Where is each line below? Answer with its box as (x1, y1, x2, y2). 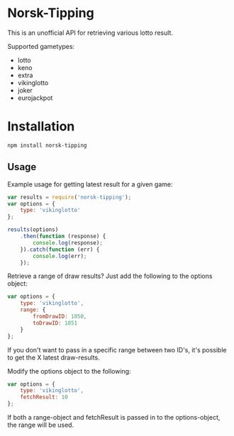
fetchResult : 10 (20, 393, 69, 401)
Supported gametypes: (7, 42, 75, 50)
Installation (7, 118, 75, 135)
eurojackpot (17, 94, 53, 102)
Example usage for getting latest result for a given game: (7, 179, 173, 189)
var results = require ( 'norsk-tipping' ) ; (7, 194, 132, 201)
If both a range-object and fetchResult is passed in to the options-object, (7, 413, 221, 422)
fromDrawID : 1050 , (33, 313, 87, 320)
